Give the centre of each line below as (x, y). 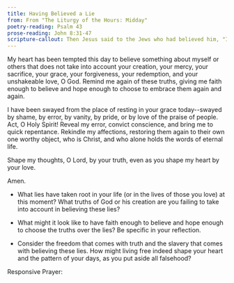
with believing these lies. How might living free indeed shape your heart (120, 251)
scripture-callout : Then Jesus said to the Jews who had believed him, (113, 40)
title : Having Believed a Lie (51, 14)
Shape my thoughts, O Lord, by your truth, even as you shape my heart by (113, 160)
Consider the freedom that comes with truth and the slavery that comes (120, 243)
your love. (22, 168)
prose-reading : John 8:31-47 (49, 33)
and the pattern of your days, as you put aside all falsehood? (104, 259)
